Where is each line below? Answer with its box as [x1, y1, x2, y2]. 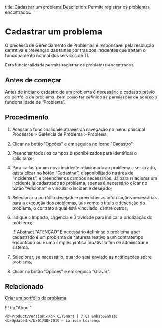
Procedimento [5, 114, 49, 122]
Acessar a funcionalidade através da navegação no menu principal [12, 126, 145, 132]
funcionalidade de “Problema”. [5, 99, 66, 105]
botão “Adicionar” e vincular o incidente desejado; [12, 185, 112, 191]
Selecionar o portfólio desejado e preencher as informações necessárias [12, 195, 157, 200]
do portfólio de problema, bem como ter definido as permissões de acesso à [5, 94, 158, 100]
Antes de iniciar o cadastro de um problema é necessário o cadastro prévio [5, 89, 155, 95]
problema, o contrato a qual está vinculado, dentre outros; [12, 205, 128, 211]
